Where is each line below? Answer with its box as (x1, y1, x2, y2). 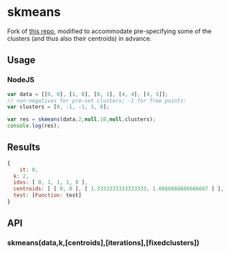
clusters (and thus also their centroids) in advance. (7, 34, 152, 42)
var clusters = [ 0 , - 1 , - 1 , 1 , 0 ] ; (7, 104, 110, 110)
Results (7, 141, 41, 153)
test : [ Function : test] (13, 192, 82, 199)
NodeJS (7, 75, 35, 85)
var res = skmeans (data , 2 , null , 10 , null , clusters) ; (7, 116, 156, 123)
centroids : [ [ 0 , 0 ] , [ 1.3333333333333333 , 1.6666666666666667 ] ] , (13, 186, 224, 193)
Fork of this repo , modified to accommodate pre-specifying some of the (7, 27, 212, 35)
